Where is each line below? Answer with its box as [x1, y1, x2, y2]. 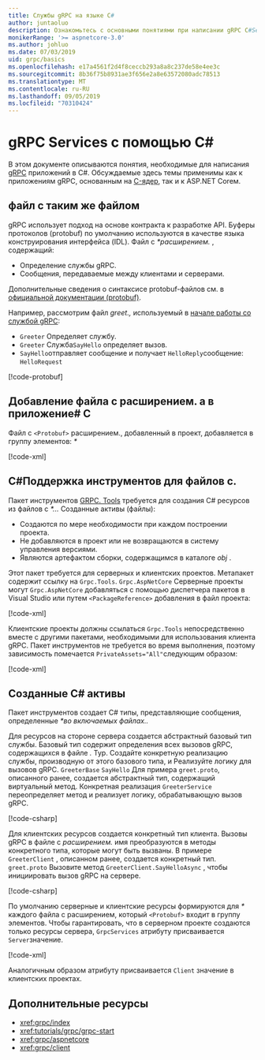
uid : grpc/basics [8, 56, 65, 64]
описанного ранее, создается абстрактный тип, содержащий [8, 774, 215, 783]
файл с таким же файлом [8, 199, 140, 213]
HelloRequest [19, 358, 63, 366]
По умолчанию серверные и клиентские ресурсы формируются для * [8, 901, 244, 911]
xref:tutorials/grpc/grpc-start [19, 1026, 114, 1036]
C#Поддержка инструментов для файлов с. [8, 475, 237, 488]
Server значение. [8, 935, 63, 945]
